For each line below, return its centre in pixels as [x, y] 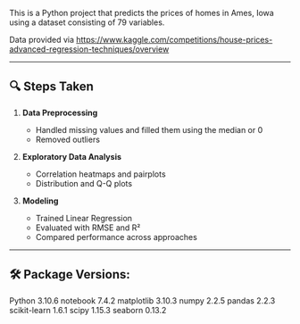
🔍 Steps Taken [51, 87]
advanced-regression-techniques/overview [89, 49]
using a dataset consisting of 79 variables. [87, 22]
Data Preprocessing [60, 112]
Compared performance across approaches [117, 237]
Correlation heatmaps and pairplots [101, 174]
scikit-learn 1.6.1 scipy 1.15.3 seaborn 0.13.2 [88, 310]
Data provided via [42, 40]
